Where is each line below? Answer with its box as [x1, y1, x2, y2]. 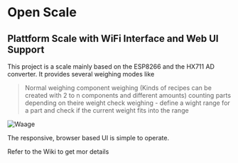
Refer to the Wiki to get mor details [7, 147, 109, 156]
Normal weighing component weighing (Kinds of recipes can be [24, 84, 212, 92]
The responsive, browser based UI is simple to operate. [7, 134, 169, 142]
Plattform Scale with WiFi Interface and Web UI [7, 33, 219, 45]
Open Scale [7, 4, 77, 21]
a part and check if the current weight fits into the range [24, 106, 190, 114]
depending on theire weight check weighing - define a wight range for [24, 99, 231, 107]
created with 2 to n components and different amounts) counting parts [24, 91, 232, 99]
